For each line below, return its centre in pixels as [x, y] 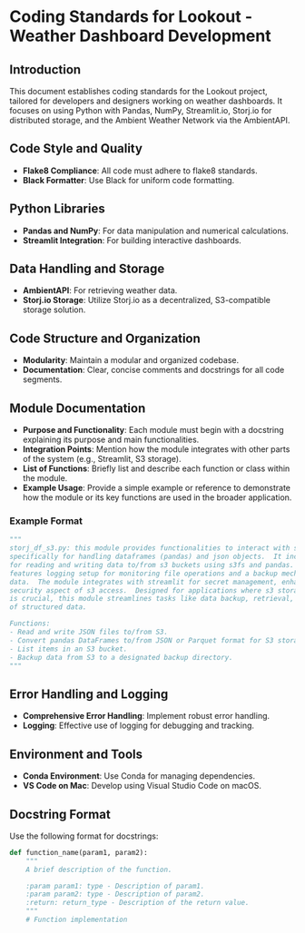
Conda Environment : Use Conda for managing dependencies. [139, 776]
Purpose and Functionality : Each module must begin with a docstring [153, 430]
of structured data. [49, 607]
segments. [42, 379]
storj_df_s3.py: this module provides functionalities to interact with [150, 548]
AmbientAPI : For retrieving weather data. [100, 290]
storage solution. [54, 309]
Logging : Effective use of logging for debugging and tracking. [138, 726]
